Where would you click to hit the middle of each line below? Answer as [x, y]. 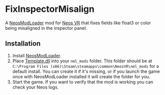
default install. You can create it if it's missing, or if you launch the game [86, 71]
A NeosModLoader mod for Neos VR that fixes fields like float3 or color [78, 23]
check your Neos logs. [35, 87]
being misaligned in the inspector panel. [46, 28]
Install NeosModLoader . [37, 55]
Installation [23, 44]
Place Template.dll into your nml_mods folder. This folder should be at [82, 61]
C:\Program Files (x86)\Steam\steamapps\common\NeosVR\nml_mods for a [85, 66]
